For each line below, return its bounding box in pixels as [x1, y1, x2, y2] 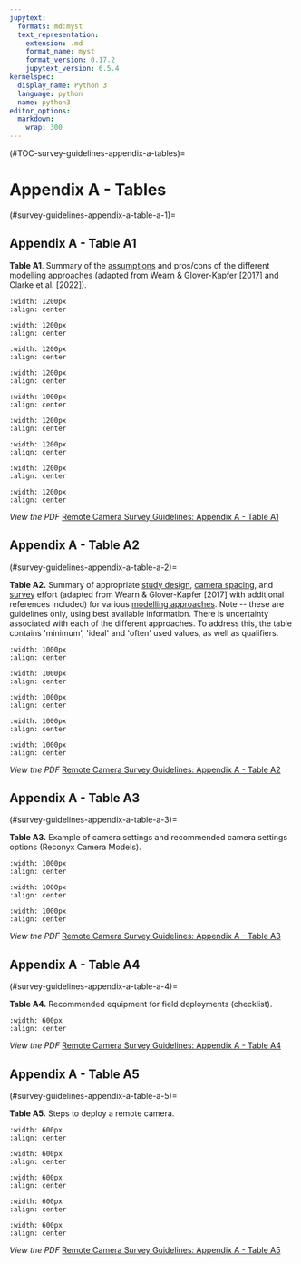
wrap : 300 [25, 123, 63, 132]
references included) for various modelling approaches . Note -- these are [9, 598, 285, 609]
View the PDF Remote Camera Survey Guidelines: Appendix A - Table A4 [9, 1040, 281, 1051]
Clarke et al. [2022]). [9, 279, 88, 290]
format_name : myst [25, 47, 95, 56]
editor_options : [9, 106, 71, 115]
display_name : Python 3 [17, 81, 107, 90]
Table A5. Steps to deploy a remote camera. [9, 1108, 175, 1119]
